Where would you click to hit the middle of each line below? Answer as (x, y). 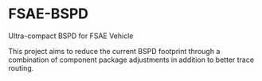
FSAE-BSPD (49, 14)
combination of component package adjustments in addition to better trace (131, 60)
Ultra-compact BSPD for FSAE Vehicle (71, 36)
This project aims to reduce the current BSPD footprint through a (114, 51)
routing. (21, 67)
